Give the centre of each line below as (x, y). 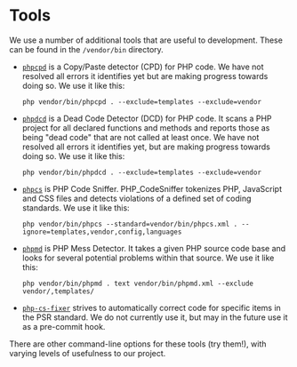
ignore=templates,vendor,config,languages (102, 232)
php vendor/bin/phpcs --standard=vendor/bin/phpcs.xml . (130, 224)
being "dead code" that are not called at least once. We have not (140, 137)
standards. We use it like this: (76, 207)
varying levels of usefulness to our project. (88, 353)
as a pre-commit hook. (64, 326)
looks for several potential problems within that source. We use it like (148, 258)
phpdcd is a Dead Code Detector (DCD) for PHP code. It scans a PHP (147, 118)
